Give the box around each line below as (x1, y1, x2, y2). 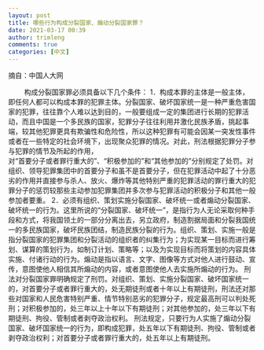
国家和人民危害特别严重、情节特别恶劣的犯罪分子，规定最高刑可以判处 (21, 294, 249, 303)
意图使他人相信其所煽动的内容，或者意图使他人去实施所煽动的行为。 (21, 264, 242, 274)
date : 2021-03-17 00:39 (8, 26, 86, 34)
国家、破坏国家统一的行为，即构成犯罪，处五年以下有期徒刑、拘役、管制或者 (8, 323, 256, 333)
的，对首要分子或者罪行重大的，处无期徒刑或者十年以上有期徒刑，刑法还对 (8, 284, 249, 293)
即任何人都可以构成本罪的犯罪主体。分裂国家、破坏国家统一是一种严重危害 (8, 98, 249, 106)
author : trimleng (8, 33, 65, 42)
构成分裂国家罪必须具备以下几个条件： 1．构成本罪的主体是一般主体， (24, 87, 250, 97)
